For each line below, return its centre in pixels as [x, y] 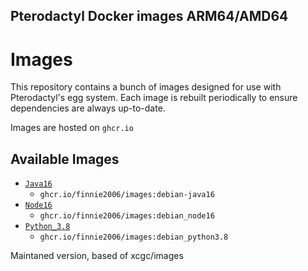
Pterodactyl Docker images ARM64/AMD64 [149, 16]
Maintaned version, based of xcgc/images [97, 256]
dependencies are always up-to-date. [88, 108]
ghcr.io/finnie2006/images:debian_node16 [127, 216]
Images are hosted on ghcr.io [72, 128]
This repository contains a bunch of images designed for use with [146, 87]
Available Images [65, 159]
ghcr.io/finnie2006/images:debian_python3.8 [134, 237]
